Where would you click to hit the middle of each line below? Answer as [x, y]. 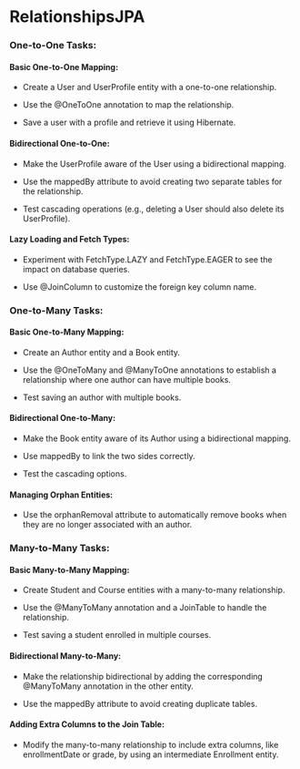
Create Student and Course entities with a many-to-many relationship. [154, 590]
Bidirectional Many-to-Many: [65, 656]
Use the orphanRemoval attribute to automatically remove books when [155, 515]
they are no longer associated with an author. [107, 525]
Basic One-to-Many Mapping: [67, 332]
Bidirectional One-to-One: [60, 143]
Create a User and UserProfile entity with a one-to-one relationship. [150, 87]
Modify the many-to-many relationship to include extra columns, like [150, 744]
